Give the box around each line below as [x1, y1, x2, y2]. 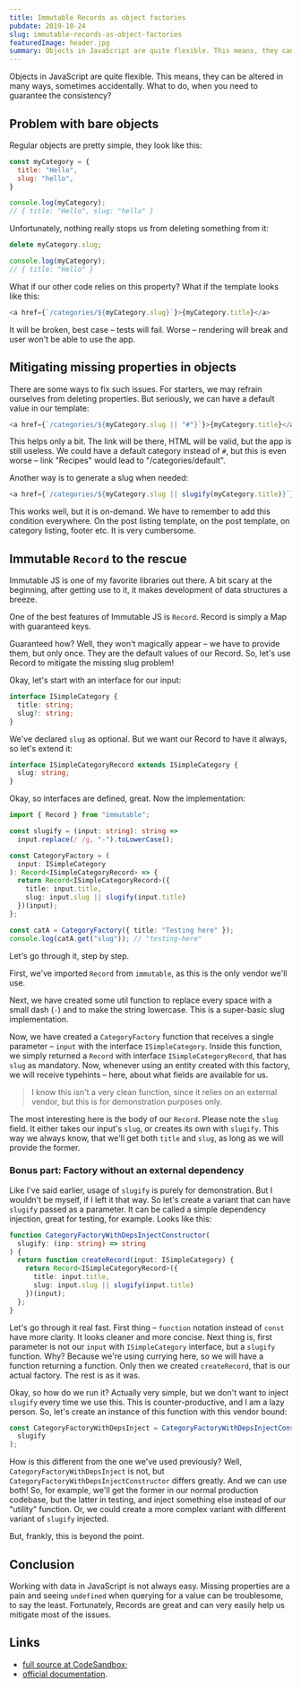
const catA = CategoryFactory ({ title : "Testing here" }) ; [9, 926, 235, 935]
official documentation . [21, 1668, 108, 1679]
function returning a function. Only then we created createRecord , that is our [9, 1360, 291, 1370]
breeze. [9, 594, 38, 605]
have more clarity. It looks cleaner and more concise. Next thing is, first [9, 1331, 272, 1342]
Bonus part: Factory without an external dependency [9, 1164, 245, 1177]
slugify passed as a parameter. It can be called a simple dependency [9, 1204, 267, 1214]
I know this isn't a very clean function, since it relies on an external [30, 1086, 278, 1097]
